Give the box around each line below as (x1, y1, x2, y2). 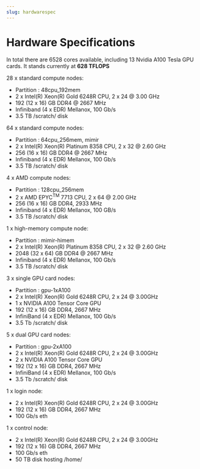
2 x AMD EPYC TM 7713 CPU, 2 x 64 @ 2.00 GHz (15, 192, 136, 201)
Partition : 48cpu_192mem (15, 86, 81, 93)
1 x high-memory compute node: (6, 225, 89, 232)
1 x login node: (6, 387, 43, 395)
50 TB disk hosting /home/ (15, 455, 83, 463)
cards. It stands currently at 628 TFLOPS (6, 62, 110, 69)
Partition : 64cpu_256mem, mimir (15, 136, 99, 143)
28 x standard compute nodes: (6, 74, 84, 82)
